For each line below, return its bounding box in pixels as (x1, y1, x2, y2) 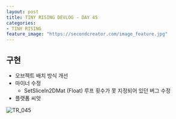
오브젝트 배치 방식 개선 (14, 72, 68, 79)
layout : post (6, 8, 39, 15)
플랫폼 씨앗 (14, 94, 41, 102)
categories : (6, 20, 36, 26)
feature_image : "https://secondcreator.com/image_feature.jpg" (6, 31, 168, 37)
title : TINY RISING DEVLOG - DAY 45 (6, 14, 98, 20)
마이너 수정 (14, 79, 41, 87)
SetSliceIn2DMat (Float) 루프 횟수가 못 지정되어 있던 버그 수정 (23, 87, 171, 94)
